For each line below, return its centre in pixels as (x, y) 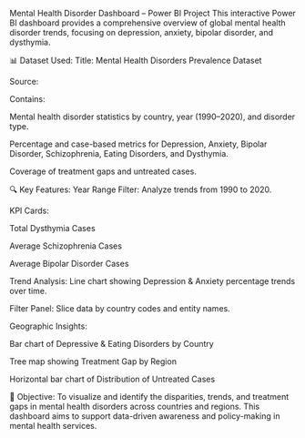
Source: (24, 81)
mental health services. (53, 426)
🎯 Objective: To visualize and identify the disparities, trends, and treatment (149, 397)
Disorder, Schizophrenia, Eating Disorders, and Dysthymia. (119, 153)
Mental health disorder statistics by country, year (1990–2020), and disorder (152, 117)
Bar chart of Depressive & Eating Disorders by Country (112, 344)
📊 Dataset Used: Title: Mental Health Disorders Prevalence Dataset (136, 60)
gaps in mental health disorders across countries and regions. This (135, 406)
